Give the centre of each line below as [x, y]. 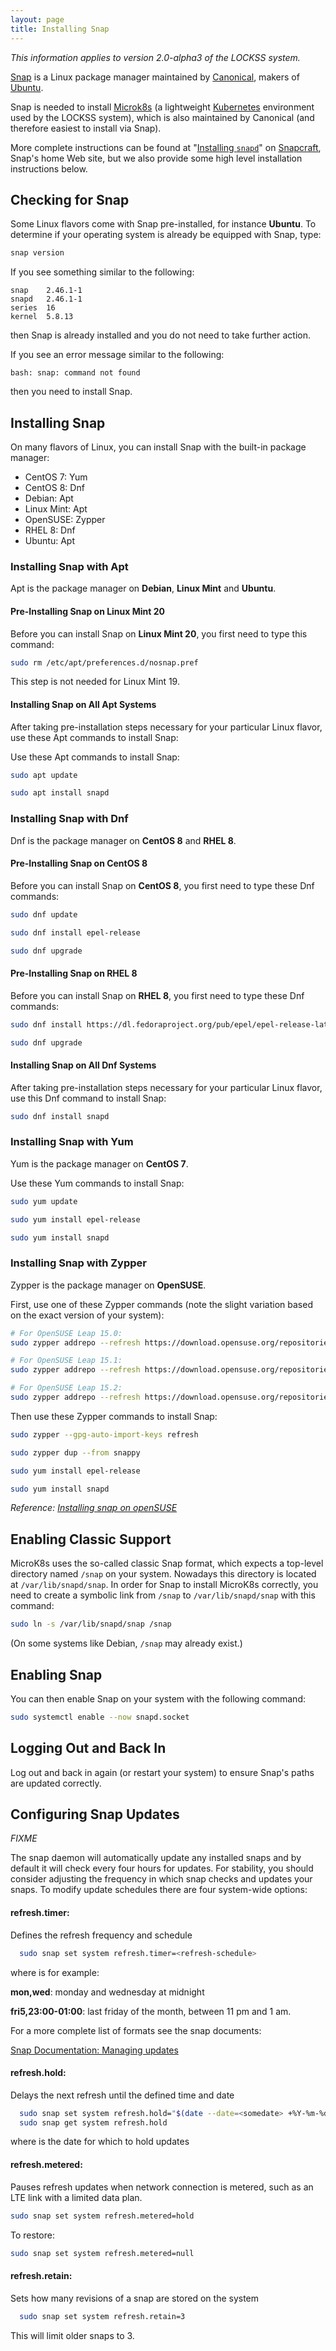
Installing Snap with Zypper [78, 1263]
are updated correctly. [56, 1783]
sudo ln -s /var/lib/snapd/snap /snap [91, 1624]
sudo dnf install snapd [60, 1116]
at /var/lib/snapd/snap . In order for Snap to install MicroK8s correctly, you [164, 1585]
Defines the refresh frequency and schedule [101, 1935]
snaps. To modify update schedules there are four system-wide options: [159, 1890]
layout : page [37, 19]
